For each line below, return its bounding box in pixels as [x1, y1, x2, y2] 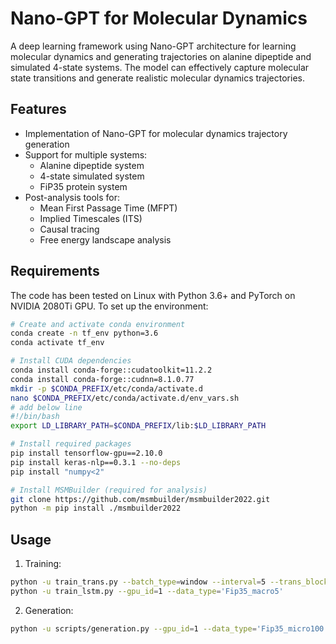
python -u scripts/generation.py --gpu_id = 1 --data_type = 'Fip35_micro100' [10, 623, 329, 634]
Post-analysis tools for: [24, 191, 121, 203]
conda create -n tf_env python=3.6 [10, 328, 159, 339]
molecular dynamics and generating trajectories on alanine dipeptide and [10, 50, 312, 62]
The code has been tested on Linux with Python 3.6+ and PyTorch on [10, 289, 296, 301]
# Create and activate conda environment [10, 319, 186, 329]
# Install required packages [10, 439, 132, 449]
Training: [24, 558, 62, 570]
